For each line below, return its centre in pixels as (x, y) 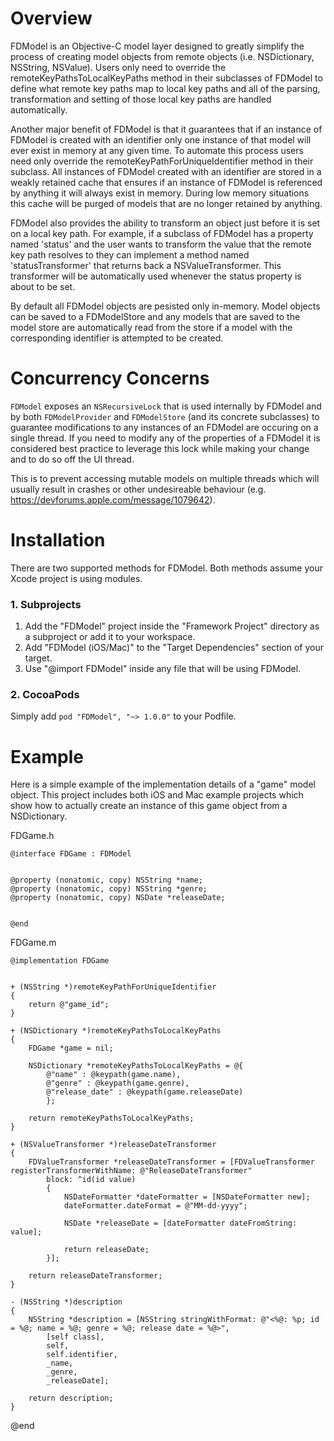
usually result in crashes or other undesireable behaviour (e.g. (138, 489)
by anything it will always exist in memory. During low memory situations (160, 193)
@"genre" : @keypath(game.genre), (118, 1083)
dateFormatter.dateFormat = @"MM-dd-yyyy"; (155, 1206)
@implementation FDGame (60, 961)
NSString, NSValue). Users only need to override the (118, 67)
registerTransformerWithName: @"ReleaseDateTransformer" (131, 1171)
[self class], (75, 1337)
